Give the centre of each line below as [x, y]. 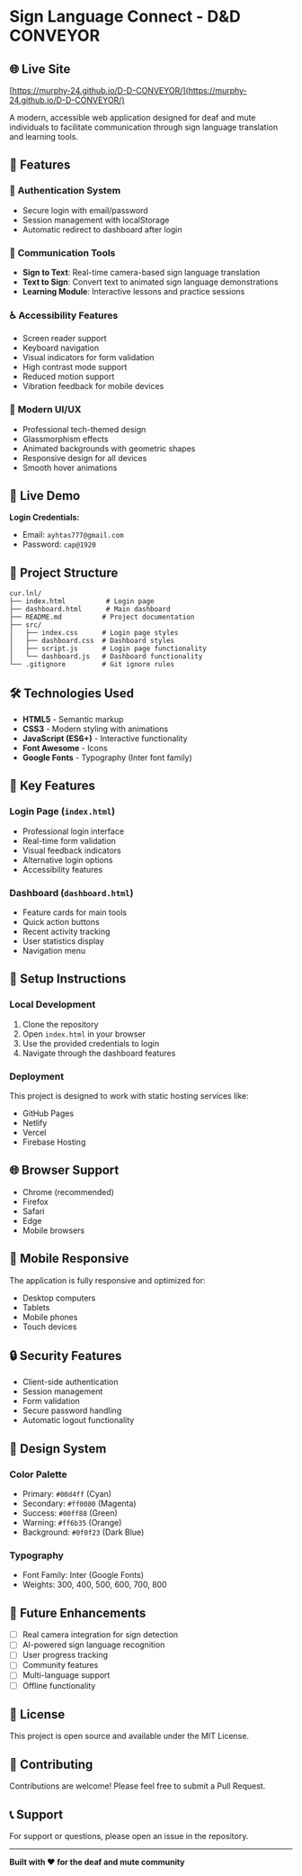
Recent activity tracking [66, 931]
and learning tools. [44, 136]
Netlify [35, 1122]
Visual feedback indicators [71, 850]
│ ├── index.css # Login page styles [94, 633]
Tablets [36, 1307]
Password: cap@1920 [59, 544]
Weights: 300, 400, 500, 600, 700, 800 [95, 1585]
